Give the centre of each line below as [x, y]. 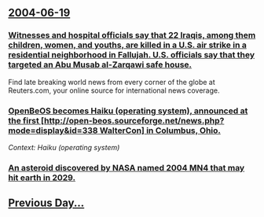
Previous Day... [46, 203]
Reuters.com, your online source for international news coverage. [114, 90]
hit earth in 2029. [42, 178]
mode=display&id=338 [53, 131]
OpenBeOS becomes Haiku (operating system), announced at [128, 111]
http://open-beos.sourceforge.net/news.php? [134, 120]
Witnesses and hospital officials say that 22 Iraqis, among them [132, 35]
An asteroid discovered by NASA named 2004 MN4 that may [126, 167]
